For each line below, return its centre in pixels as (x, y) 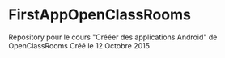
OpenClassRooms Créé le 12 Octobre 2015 (79, 45)
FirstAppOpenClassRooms (100, 15)
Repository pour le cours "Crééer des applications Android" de (113, 37)
